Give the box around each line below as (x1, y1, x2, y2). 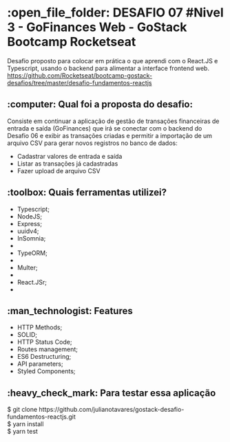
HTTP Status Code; (17, 338, 72, 346)
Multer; (17, 263, 38, 272)
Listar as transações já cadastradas (17, 159, 118, 168)
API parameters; (17, 360, 63, 368)
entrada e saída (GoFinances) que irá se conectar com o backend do (7, 124, 202, 132)
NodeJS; (17, 212, 43, 221)
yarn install (12, 420, 44, 428)
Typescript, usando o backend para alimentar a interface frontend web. (7, 64, 210, 72)
